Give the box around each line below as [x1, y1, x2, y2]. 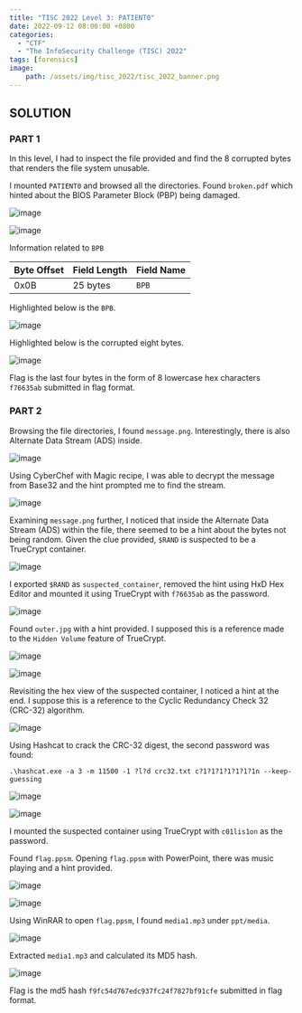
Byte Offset [14, 264, 65, 277]
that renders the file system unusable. [9, 163, 151, 174]
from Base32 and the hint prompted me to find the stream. [9, 479, 226, 490]
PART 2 [9, 404, 42, 417]
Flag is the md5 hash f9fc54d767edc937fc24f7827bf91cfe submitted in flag [9, 985, 282, 996]
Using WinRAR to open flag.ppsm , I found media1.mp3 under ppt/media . [9, 914, 270, 925]
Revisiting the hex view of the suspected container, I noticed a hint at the [9, 685, 279, 696]
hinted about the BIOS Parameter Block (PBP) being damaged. [9, 190, 241, 201]
